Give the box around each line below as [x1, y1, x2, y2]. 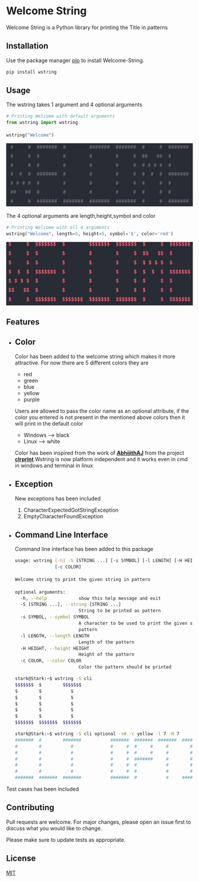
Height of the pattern [78, 652, 134, 658]
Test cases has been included [6, 785, 79, 793]
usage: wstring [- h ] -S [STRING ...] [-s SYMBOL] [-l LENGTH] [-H [14, 558, 182, 564]
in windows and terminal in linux [14, 462, 94, 469]
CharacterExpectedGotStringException [23, 506, 118, 513]
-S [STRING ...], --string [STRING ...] [20, 601, 121, 608]
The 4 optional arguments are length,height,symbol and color [6, 212, 156, 220]
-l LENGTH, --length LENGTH [20, 633, 90, 639]
